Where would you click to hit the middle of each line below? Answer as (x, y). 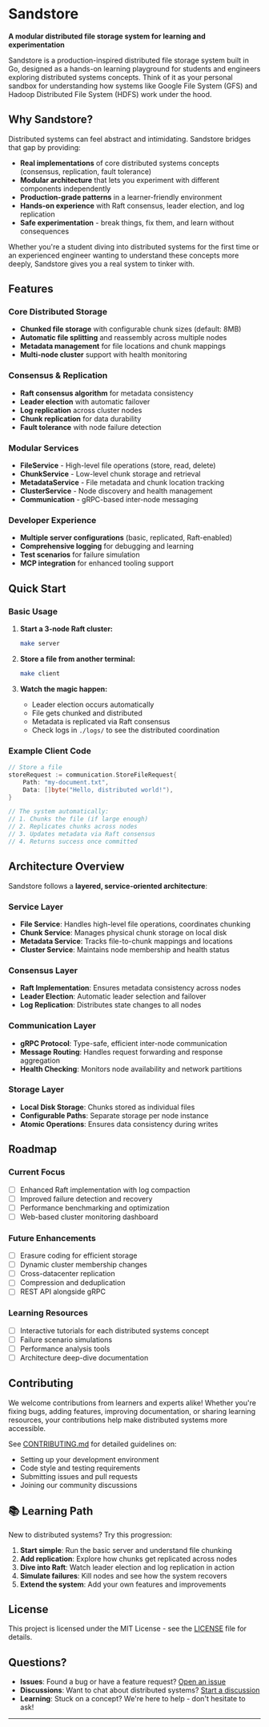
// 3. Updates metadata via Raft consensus (82, 834)
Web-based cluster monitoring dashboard (89, 1217)
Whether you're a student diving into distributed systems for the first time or (134, 246)
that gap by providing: (45, 147)
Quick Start (37, 588)
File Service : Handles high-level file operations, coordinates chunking (135, 924)
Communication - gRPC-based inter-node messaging (109, 500)
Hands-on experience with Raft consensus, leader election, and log (132, 205)
